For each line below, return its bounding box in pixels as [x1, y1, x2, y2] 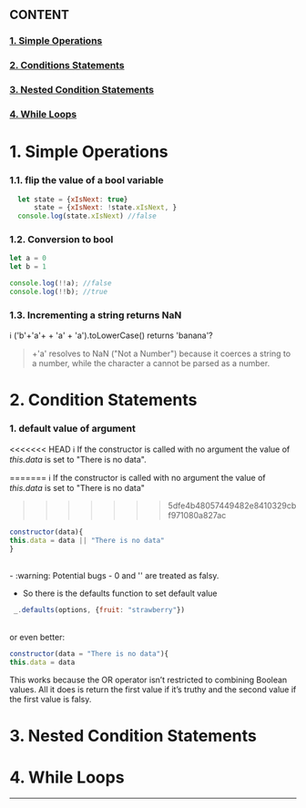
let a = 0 [9, 254, 47, 263]
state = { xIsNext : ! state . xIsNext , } [33, 203, 178, 212]
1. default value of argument [9, 423, 137, 435]
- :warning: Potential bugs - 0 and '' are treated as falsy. [9, 570, 219, 581]
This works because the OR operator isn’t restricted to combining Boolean [9, 674, 288, 686]
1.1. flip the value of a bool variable [9, 174, 164, 187]
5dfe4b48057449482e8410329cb [168, 500, 297, 511]
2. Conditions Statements [9, 59, 125, 72]
